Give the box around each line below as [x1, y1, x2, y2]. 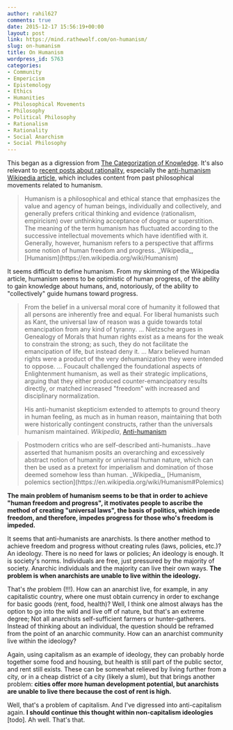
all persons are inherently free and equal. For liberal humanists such [24, 311, 219, 319]
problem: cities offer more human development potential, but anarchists [7, 680, 219, 688]
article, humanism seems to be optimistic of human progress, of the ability [7, 274, 220, 283]
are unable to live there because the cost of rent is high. [7, 688, 172, 696]
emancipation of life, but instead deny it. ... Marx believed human [24, 348, 211, 356]
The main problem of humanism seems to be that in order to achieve [7, 492, 209, 500]
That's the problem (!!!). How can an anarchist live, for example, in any [7, 585, 209, 593]
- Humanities [7, 95, 45, 102]
